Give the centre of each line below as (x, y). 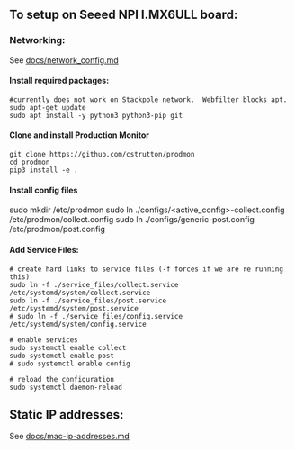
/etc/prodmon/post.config (58, 229)
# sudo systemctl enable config (70, 364)
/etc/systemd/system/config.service (78, 324)
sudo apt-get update (48, 107)
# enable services (44, 340)
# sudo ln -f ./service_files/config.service (96, 316)
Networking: (37, 40)
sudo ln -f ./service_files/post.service (88, 301)
